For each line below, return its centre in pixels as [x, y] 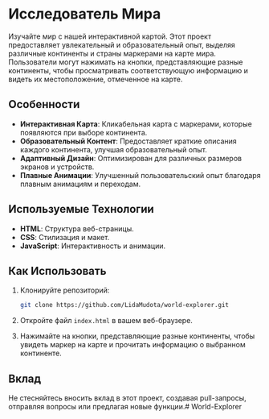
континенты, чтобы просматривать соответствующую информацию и [128, 70]
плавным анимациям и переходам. [80, 184]
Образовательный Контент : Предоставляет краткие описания [128, 141]
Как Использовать [57, 271]
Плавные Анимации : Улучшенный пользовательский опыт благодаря [140, 175]
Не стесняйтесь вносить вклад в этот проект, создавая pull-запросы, [127, 398]
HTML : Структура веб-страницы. [77, 228]
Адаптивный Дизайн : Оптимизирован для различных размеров [131, 158]
